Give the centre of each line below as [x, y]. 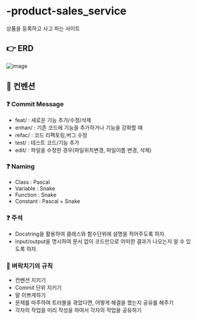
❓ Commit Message [35, 105]
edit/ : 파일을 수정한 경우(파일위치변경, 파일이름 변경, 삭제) [83, 150]
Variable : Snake [35, 188]
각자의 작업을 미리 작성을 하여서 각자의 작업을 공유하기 [78, 310]
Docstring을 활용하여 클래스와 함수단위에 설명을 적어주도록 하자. [90, 234]
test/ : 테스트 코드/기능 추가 [47, 143]
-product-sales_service [67, 11]
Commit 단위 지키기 [38, 288]
